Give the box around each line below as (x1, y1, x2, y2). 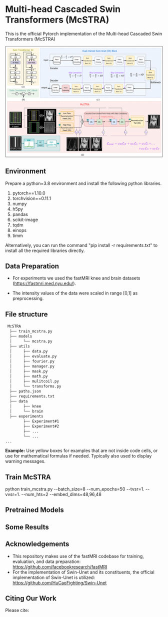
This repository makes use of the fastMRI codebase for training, (12, 553, 144, 559)
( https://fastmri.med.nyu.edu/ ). (12, 280, 76, 286)
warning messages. (5, 458, 46, 464)
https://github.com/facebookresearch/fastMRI (12, 563, 107, 569)
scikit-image (12, 216, 38, 222)
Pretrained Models (5, 506, 64, 514)
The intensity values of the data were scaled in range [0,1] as (12, 290, 138, 296)
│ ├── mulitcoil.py (9, 379, 59, 384)
